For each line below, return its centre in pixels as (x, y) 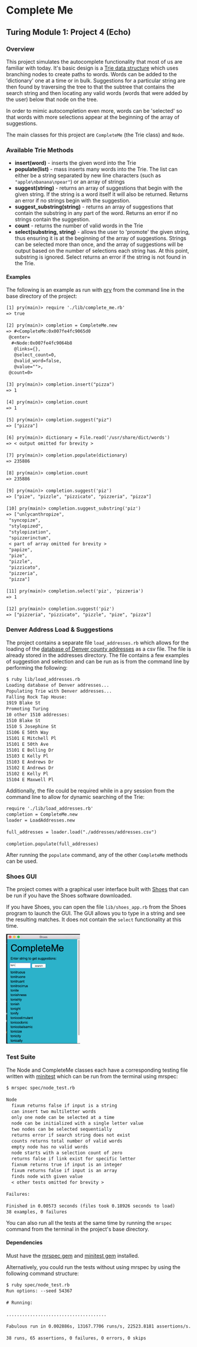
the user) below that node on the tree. (52, 99)
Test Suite (21, 1057)
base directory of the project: (42, 296)
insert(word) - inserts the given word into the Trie (75, 163)
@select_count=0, (35, 355)
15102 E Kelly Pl (27, 774)
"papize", (21, 550)
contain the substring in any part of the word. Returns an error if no (96, 213)
